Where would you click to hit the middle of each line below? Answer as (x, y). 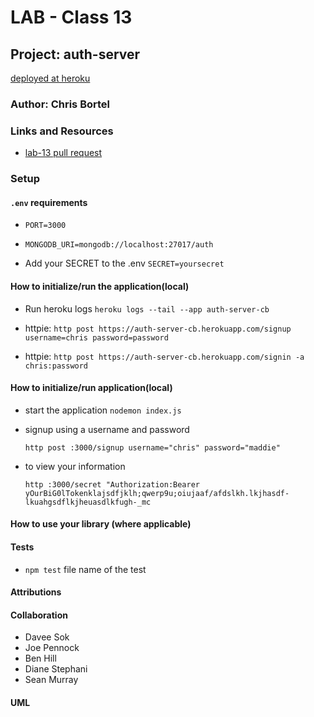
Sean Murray (51, 680)
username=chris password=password (96, 337)
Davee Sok (47, 637)
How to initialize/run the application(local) (100, 286)
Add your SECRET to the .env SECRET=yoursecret (124, 263)
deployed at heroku (50, 78)
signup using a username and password (107, 429)
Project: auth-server (75, 54)
